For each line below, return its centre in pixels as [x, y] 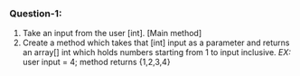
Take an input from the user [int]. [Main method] [112, 33]
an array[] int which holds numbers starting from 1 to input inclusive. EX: [157, 52]
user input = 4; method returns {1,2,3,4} [96, 62]
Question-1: [36, 14]
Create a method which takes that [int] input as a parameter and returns [156, 43]
